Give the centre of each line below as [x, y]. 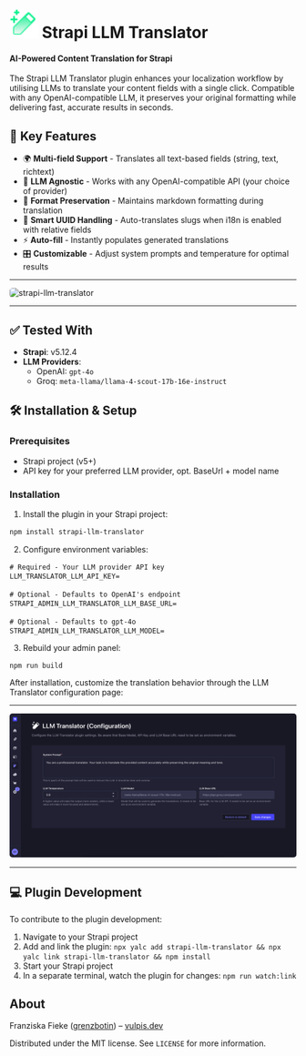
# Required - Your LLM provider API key [87, 567]
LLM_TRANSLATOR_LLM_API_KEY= [65, 576]
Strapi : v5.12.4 [50, 352]
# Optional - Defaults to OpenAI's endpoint [95, 594]
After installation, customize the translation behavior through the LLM [139, 682]
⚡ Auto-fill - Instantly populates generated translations [126, 240]
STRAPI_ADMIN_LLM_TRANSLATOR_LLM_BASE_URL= [93, 604]
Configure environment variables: [85, 549]
